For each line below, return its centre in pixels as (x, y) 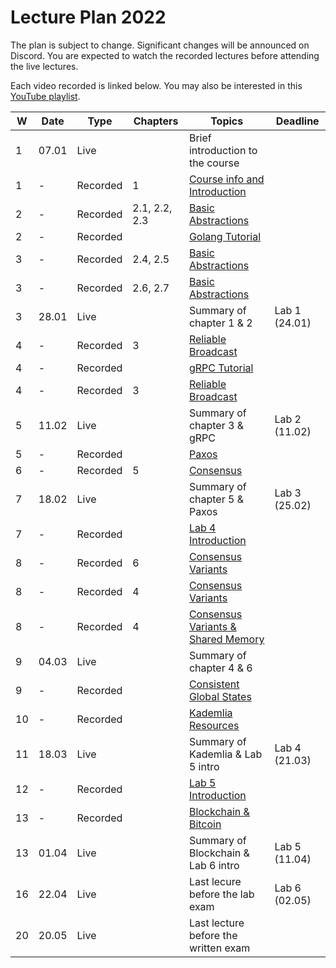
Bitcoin (205, 824)
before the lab (221, 894)
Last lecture (216, 923)
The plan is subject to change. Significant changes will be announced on (160, 45)
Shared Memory (226, 639)
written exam (219, 948)
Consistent (214, 684)
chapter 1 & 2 (220, 323)
